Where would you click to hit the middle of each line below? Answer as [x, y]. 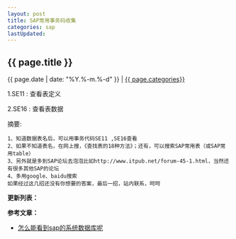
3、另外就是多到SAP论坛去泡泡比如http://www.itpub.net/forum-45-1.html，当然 [116, 161]
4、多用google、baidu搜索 [43, 176]
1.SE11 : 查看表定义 [34, 94]
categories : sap [31, 27]
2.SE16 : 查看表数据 [35, 109]
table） [23, 154]
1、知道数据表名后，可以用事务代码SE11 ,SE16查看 [72, 139]
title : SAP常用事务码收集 [42, 21]
